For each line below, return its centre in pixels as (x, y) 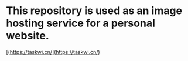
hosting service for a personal (81, 23)
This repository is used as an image (94, 11)
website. (28, 36)
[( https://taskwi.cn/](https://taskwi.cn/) (53, 52)
